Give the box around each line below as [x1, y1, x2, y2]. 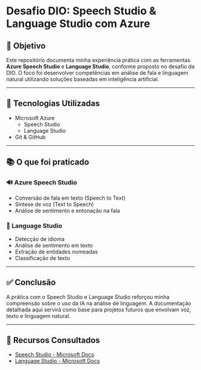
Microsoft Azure [14, 114, 55, 121]
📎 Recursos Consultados [6, 335, 100, 345]
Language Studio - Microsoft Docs [14, 357, 100, 365]
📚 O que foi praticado [6, 157, 90, 167]
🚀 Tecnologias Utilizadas [6, 99, 100, 109]
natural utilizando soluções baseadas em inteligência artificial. [6, 76, 160, 82]
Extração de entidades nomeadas [14, 248, 98, 255]
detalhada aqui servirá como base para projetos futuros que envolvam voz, [6, 306, 191, 313]
